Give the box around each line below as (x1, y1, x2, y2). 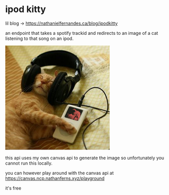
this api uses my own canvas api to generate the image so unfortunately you (5, 155, 164, 161)
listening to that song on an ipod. (5, 35, 74, 41)
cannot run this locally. (5, 160, 53, 166)
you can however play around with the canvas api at (5, 170, 114, 176)
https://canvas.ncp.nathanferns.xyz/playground (5, 175, 105, 181)
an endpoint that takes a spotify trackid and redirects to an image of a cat (5, 30, 158, 36)
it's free (5, 185, 22, 191)
